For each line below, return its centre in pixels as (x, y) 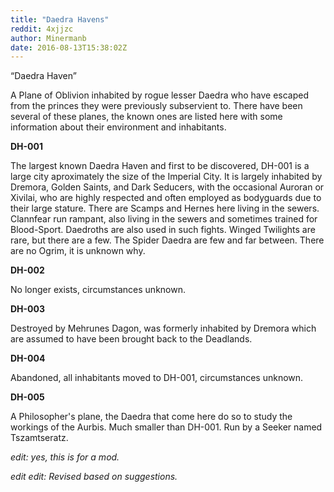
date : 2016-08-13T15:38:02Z (69, 47)
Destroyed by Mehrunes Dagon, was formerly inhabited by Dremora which (163, 328)
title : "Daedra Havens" (60, 19)
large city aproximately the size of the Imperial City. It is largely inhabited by (166, 177)
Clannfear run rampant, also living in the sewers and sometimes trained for (164, 219)
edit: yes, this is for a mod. (65, 457)
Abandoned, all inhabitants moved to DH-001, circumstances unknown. (157, 378)
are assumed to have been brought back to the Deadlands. (131, 339)
